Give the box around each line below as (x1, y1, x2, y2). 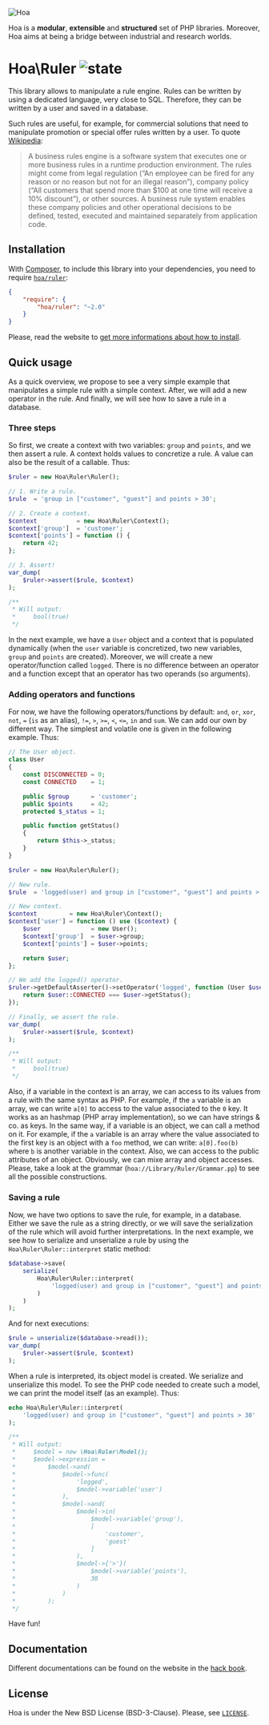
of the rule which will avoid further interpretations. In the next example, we (8, 1227, 254, 1237)
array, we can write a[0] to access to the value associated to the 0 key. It (8, 1103, 248, 1113)
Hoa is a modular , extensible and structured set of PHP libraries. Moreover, (8, 23, 260, 32)
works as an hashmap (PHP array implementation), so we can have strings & (8, 1112, 260, 1121)
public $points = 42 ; (22, 800, 110, 808)
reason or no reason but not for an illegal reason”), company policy (27, 176, 250, 186)
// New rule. (8, 880, 52, 889)
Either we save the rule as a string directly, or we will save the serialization (8, 1218, 254, 1228)
